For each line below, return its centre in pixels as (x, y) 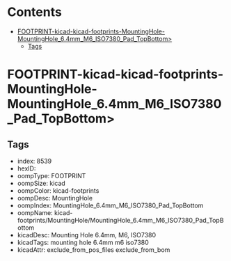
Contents (35, 12)
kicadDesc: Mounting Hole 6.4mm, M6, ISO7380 (87, 235)
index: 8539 (34, 161)
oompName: (35, 212)
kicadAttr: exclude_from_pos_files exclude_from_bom (94, 250)
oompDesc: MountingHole (55, 198)
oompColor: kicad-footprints (58, 190)
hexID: (26, 168)
